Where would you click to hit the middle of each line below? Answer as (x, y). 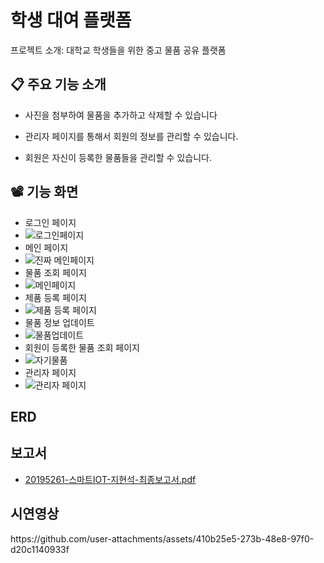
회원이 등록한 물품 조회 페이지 (82, 347)
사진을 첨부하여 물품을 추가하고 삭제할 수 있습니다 (121, 115)
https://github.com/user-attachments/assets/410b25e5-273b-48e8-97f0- (162, 538)
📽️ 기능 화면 (44, 192)
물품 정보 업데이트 (59, 322)
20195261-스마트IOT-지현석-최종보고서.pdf (110, 479)
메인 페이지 (46, 247)
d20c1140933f (40, 549)
